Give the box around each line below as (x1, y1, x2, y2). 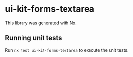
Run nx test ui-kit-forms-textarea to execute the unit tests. (5, 47, 129, 53)
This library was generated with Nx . (5, 20, 77, 26)
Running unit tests (5, 34, 62, 42)
